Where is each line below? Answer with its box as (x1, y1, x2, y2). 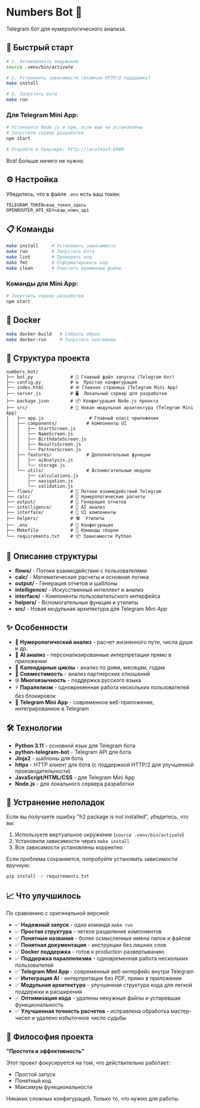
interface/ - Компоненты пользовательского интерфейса (14, 592, 161, 600)
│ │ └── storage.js (6, 462, 66, 468)
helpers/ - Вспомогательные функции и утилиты (14, 599, 139, 606)
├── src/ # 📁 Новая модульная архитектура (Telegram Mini (6, 405, 194, 411)
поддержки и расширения (14, 988, 82, 996)
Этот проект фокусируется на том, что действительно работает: (6, 1059, 171, 1066)
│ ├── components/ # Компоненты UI (6, 421, 127, 427)
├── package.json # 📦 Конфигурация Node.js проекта (6, 398, 158, 404)
